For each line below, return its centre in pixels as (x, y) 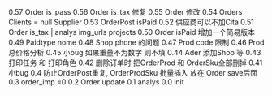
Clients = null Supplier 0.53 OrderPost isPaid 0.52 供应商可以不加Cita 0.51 (131, 22)
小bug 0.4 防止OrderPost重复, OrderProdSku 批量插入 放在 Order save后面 (133, 73)
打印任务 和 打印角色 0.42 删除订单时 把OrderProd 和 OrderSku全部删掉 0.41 (136, 63)
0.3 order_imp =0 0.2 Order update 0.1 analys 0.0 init (96, 82)
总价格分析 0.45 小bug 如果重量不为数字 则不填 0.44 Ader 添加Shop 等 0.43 (135, 52)
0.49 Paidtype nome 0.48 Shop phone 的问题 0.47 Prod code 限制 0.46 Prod (136, 42)
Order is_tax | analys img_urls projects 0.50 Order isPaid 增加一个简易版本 (132, 32)
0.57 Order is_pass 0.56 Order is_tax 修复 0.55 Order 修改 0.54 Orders (125, 12)
